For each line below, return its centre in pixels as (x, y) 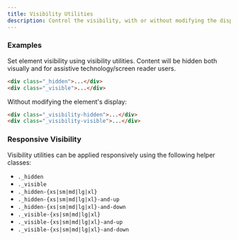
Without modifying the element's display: (67, 102)
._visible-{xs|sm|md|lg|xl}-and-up (70, 222)
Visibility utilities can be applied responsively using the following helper (112, 155)
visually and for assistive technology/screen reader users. (92, 68)
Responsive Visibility (44, 139)
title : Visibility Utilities (50, 14)
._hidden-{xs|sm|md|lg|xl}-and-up (68, 200)
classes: (19, 162)
